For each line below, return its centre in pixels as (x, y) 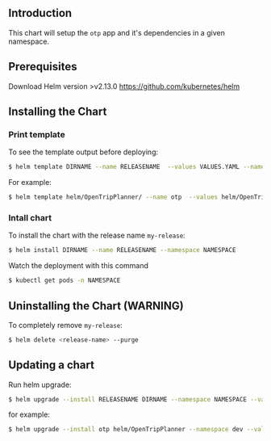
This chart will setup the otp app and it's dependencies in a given (117, 32)
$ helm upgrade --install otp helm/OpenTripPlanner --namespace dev (126, 430)
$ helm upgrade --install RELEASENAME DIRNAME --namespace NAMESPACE (128, 399)
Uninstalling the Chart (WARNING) (96, 306)
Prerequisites (43, 67)
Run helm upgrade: (40, 384)
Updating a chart (52, 365)
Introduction (40, 13)
